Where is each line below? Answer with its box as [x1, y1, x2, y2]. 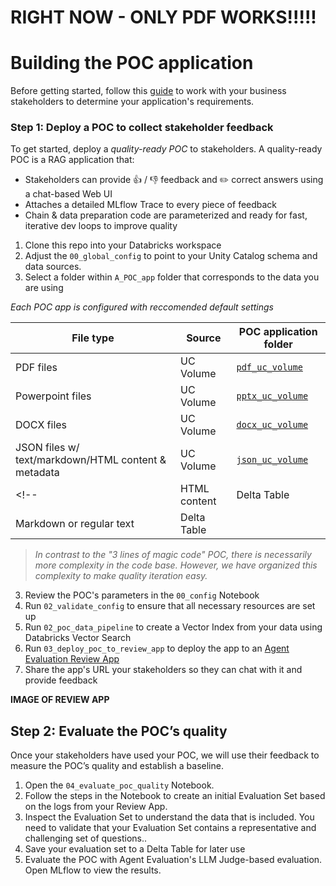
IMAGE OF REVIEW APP [10, 694, 110, 706]
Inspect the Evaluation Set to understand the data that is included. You [24, 811, 315, 823]
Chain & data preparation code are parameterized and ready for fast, [24, 209, 308, 221]
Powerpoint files [15, 389, 92, 403]
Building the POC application [10, 52, 254, 75]
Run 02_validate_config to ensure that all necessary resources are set [24, 600, 316, 612]
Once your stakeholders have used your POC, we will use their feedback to [10, 749, 320, 761]
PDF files [15, 361, 58, 375]
